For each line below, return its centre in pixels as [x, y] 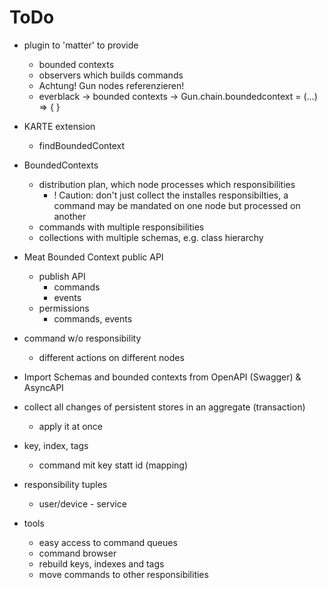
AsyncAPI [43, 387]
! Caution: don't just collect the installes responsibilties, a [171, 195]
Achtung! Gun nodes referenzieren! [111, 85]
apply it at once [70, 426]
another [70, 216]
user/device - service [82, 503]
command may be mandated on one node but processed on [177, 205]
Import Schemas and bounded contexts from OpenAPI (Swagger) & [162, 377]
